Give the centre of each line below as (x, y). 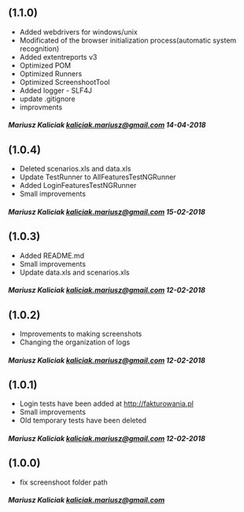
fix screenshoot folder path (63, 482)
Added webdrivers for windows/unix (78, 31)
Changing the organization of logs (75, 342)
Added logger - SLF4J (56, 90)
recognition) (39, 48)
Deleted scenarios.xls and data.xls (75, 169)
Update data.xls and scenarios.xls (74, 272)
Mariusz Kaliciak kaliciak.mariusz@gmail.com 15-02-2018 (107, 212)
